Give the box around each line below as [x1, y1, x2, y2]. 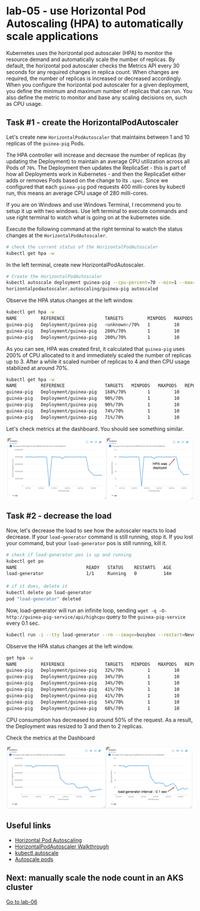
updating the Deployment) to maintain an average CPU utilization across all [6, 157, 190, 165]
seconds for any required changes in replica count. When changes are [6, 68, 179, 75]
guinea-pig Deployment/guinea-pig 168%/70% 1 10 [6, 389, 180, 395]
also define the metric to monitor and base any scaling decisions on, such [6, 94, 187, 101]
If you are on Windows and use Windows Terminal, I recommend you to [6, 201, 182, 208]
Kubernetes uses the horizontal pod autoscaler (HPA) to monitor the [6, 49, 173, 56]
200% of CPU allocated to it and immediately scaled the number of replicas [6, 351, 192, 359]
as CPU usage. [6, 100, 43, 107]
